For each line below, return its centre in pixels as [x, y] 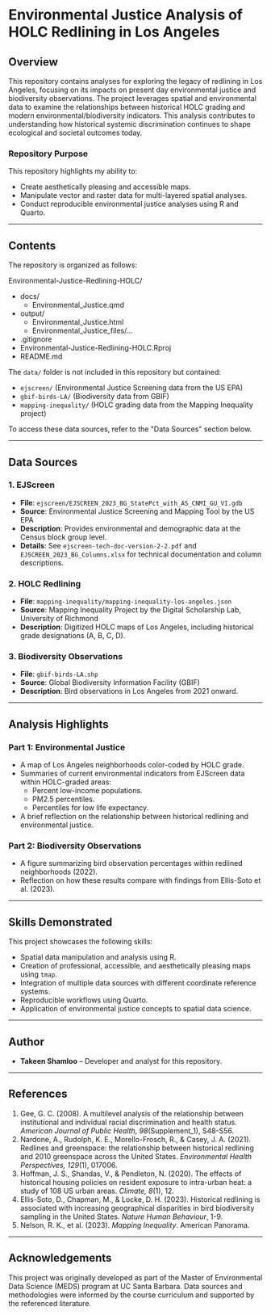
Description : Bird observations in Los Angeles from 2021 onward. [129, 691]
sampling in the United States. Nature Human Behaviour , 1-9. [121, 1216]
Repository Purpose [48, 153]
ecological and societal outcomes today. [75, 132]
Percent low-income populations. [87, 791]
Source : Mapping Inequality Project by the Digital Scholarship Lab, [131, 610]
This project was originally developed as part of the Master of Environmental [135, 1277]
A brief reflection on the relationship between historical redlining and [134, 817]
